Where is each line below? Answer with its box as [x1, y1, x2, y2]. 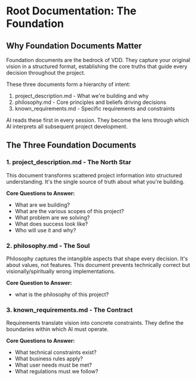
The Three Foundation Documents [6, 140, 136, 150]
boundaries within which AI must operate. [6, 325, 109, 333]
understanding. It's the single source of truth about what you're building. [6, 178, 185, 185]
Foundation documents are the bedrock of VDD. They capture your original [6, 57, 191, 63]
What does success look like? [14, 220, 88, 228]
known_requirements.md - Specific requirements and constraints [14, 105, 175, 112]
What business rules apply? [14, 355, 83, 362]
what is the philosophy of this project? [14, 291, 109, 298]
